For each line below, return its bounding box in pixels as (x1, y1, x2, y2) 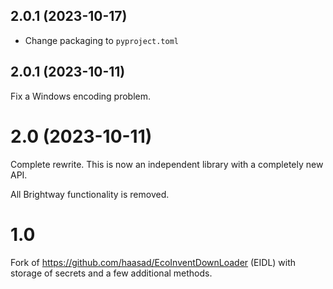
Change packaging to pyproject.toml (24, 34, 180, 46)
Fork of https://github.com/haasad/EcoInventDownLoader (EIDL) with (10, 256, 297, 268)
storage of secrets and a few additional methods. (10, 267, 213, 279)
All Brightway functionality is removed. (10, 188, 170, 200)
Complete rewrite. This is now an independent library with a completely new (10, 158, 324, 170)
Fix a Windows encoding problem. (10, 90, 151, 102)
